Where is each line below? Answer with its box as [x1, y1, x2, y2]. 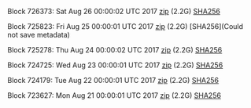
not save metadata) [7, 31, 70, 39]
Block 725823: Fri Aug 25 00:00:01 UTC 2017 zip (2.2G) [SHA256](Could [7, 22, 244, 31]
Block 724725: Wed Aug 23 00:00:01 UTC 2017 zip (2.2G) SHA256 [7, 60, 223, 70]
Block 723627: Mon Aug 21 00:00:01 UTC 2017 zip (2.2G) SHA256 [7, 91, 222, 100]
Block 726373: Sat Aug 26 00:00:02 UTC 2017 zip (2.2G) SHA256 [7, 7, 221, 16]
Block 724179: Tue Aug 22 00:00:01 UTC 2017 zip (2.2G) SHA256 [7, 76, 220, 85]
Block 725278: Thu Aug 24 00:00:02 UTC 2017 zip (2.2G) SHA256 [7, 45, 223, 54]
